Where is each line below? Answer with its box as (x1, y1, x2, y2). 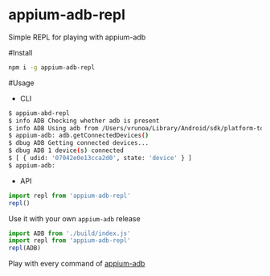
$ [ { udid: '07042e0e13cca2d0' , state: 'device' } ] (8, 154, 193, 163)
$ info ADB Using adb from (8, 124, 99, 132)
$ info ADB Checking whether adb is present (8, 117, 160, 125)
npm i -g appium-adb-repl (8, 63, 95, 72)
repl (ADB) (8, 244, 42, 253)
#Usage (8, 78, 35, 88)
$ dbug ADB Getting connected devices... (8, 139, 149, 147)
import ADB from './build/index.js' (8, 229, 131, 237)
